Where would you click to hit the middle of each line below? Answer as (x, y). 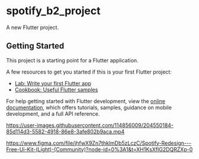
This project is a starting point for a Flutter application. (72, 60)
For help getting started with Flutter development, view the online (86, 101)
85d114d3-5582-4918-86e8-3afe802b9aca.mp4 (65, 131)
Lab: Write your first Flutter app (53, 83)
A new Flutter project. (33, 27)
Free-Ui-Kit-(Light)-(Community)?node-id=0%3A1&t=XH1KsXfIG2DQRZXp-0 (99, 149)
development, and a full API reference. (53, 113)
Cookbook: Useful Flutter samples (56, 90)
